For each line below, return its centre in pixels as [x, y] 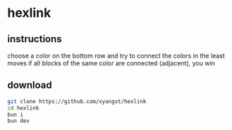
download [30, 85]
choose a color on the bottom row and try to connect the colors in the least [116, 56]
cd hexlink [23, 108]
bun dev [19, 121]
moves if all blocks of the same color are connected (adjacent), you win [111, 63]
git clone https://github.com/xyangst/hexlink [77, 101]
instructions [35, 39]
